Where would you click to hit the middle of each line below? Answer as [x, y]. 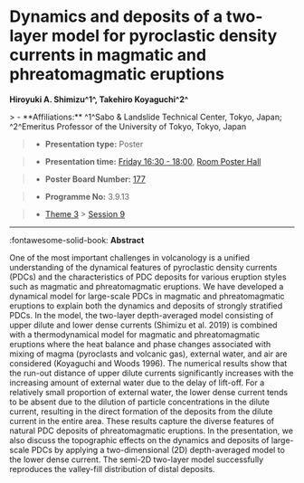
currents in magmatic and [108, 55]
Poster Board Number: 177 [95, 179]
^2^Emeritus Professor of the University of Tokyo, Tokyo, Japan [128, 126]
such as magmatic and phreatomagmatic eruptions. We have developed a [147, 286]
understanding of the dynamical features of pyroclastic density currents [143, 267]
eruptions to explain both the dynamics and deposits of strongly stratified [146, 306]
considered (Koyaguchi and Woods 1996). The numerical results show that [148, 363]
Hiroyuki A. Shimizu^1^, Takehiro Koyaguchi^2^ [99, 99]
